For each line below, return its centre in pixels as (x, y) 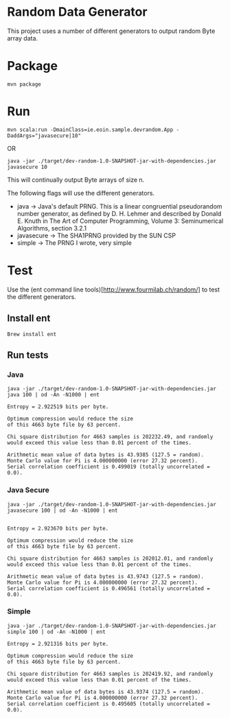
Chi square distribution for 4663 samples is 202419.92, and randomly (110, 674)
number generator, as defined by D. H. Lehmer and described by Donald (119, 213)
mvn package (24, 84)
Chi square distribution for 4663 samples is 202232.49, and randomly (110, 437)
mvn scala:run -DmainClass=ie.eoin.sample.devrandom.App (90, 130)
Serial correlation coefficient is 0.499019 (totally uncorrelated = (109, 467)
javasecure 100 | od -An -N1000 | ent (62, 510)
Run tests (28, 355)
